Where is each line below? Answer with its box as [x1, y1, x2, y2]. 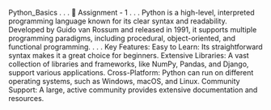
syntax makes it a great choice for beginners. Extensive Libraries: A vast [8, 51, 249, 60]
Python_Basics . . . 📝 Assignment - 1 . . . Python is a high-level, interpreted [8, 8, 255, 17]
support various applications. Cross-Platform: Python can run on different [8, 68, 254, 77]
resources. [8, 94, 44, 103]
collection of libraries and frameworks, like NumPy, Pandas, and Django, [8, 59, 249, 69]
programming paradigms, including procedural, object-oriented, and [8, 33, 236, 43]
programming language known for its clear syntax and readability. [8, 16, 228, 26]
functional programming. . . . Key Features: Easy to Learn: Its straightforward [8, 42, 263, 52]
